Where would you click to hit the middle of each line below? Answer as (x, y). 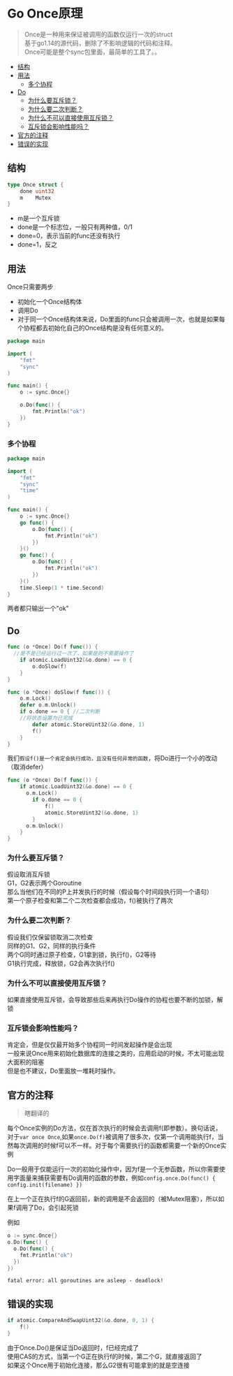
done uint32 (37, 191)
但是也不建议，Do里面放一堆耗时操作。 (63, 1071)
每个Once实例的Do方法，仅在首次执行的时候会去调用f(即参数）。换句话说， (114, 1128)
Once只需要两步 (30, 287)
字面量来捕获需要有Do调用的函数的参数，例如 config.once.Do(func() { (114, 1178)
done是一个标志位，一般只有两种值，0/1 (75, 227)
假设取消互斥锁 (29, 874)
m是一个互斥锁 (39, 218)
